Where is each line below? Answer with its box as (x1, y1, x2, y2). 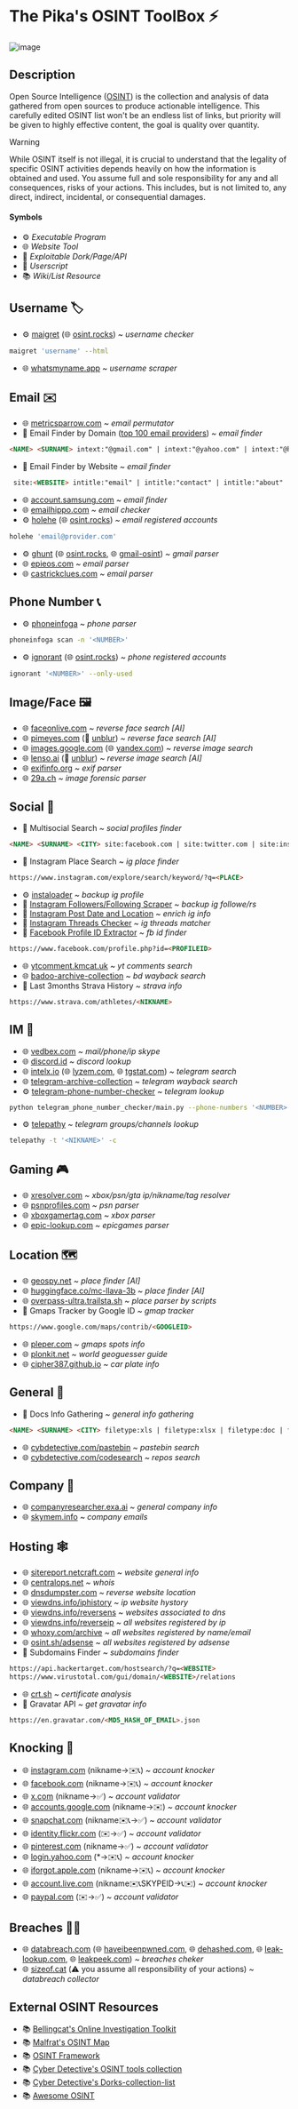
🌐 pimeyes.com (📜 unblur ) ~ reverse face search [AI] (21, 733, 216, 744)
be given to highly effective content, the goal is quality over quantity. (9, 119, 260, 130)
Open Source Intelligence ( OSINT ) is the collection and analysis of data (9, 91, 269, 101)
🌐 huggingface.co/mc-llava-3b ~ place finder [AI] (21, 1285, 205, 1296)
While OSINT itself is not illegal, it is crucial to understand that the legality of (9, 154, 286, 164)
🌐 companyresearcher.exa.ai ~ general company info (21, 1502, 218, 1513)
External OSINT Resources (9, 2000, 160, 2015)
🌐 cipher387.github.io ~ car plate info (21, 1358, 160, 1369)
